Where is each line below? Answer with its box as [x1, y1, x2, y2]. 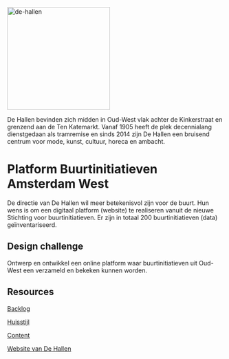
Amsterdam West [7, 176, 109, 192]
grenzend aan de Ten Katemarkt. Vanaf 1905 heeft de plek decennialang [7, 123, 212, 131]
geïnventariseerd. [7, 220, 57, 229]
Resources [7, 286, 54, 298]
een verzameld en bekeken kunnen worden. [23, 266, 148, 274]
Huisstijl [7, 318, 30, 326]
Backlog [7, 304, 31, 312]
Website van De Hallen [7, 344, 72, 353]
